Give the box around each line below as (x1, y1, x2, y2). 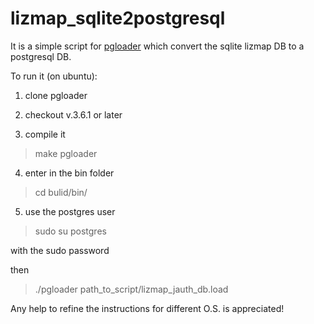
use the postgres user (24, 205, 116, 217)
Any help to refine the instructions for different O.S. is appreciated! (10, 302, 285, 314)
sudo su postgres (34, 225, 107, 237)
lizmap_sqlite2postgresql (10, 7, 226, 30)
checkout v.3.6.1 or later (24, 108, 123, 121)
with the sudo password (10, 244, 110, 256)
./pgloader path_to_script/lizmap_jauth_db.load (34, 283, 229, 295)
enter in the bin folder (24, 167, 115, 179)
